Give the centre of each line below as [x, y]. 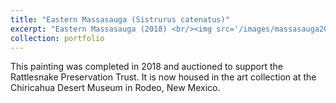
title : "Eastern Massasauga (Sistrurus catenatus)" [120, 19]
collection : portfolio [57, 38]
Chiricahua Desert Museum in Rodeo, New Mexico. [115, 88]
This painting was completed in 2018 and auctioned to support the [146, 67]
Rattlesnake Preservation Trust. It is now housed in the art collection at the [163, 77]
